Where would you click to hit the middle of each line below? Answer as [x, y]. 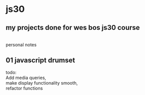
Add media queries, [26, 78]
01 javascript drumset [40, 60]
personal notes [21, 45]
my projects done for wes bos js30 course [73, 28]
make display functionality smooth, [42, 83]
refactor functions [24, 88]
